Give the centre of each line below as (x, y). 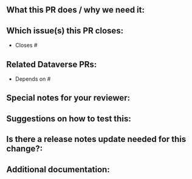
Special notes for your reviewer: (68, 98)
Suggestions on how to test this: (69, 119)
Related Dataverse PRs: (52, 64)
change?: (25, 149)
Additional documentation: (58, 169)
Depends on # (33, 79)
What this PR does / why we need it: (75, 10)
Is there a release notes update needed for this (96, 139)
